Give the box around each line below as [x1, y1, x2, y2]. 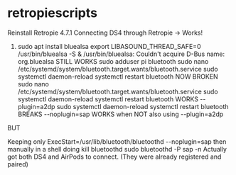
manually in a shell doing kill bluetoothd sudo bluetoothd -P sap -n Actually [7, 145, 227, 153]
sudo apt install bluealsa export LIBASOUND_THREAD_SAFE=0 [17, 42, 201, 50]
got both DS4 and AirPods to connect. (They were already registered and [7, 152, 222, 161]
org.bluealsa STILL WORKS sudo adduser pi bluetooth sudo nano [17, 57, 209, 65]
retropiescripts [7, 5, 98, 21]
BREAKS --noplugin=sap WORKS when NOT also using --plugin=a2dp [17, 110, 224, 118]
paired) [7, 159, 28, 168]
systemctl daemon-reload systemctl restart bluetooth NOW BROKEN [17, 72, 218, 81]
